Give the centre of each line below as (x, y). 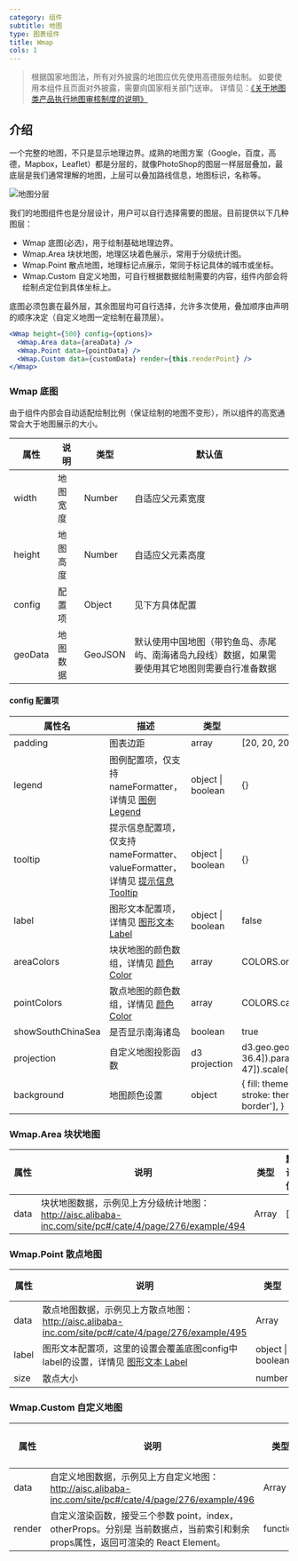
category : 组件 (36, 17)
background (39, 1095)
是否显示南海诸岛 (145, 1031)
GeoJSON (105, 654)
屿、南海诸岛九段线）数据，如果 (201, 655)
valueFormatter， (145, 867)
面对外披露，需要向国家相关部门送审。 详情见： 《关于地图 (182, 88)
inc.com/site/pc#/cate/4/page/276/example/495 (145, 1333)
